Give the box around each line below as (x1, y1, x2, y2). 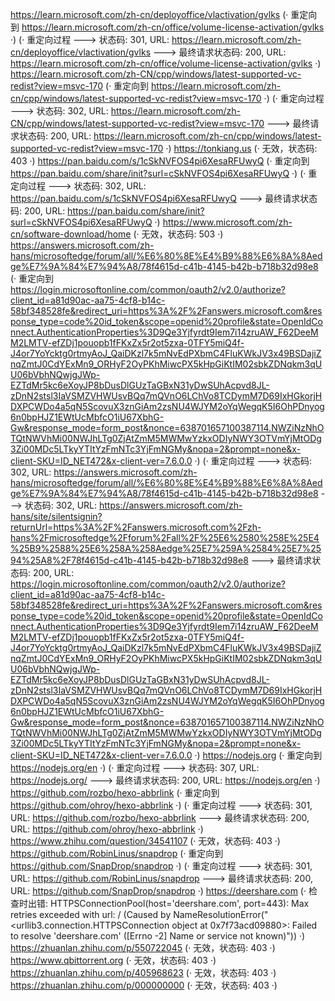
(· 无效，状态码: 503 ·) (133, 228, 224, 240)
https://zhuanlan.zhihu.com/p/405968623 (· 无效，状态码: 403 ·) (10, 967, 277, 978)
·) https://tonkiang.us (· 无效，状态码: (165, 143, 318, 154)
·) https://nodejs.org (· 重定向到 (194, 749, 323, 761)
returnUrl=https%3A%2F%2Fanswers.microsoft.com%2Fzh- (10, 521, 262, 533)
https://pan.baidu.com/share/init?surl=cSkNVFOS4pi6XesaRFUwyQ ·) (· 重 (10, 168, 318, 179)
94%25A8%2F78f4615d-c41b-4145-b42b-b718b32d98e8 (10, 554, 249, 566)
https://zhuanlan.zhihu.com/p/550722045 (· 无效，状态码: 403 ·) (10, 942, 276, 953)
